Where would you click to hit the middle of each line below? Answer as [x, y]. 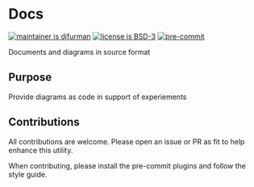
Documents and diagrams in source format [79, 52]
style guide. [28, 174]
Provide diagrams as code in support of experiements [98, 97]
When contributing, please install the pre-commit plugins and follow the [127, 165]
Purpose [30, 77]
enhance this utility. [41, 150]
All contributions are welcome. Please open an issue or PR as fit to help [127, 141]
